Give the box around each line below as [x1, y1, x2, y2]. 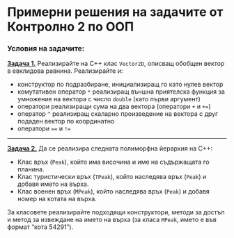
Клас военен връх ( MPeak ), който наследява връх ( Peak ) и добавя [17, 187, 210, 196]
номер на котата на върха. [17, 195, 97, 203]
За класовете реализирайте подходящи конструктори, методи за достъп [7, 208, 225, 216]
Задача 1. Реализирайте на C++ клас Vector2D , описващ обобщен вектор [7, 60, 225, 68]
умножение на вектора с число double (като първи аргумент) [17, 95, 201, 103]
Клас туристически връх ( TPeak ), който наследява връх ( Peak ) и [17, 173, 207, 181]
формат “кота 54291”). [7, 223, 74, 231]
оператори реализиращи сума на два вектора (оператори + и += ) [17, 102, 211, 111]
